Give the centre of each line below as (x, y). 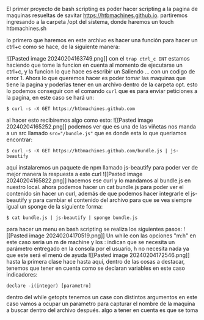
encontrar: (20, 140)
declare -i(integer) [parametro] (49, 286)
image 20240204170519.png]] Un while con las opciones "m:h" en (113, 236)
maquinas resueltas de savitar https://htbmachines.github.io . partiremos (97, 15)
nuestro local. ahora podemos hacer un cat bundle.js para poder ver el (95, 187)
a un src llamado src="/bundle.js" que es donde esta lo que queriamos (97, 133)
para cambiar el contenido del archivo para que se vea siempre (112, 200)
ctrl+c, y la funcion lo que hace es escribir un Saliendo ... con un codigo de (101, 72)
